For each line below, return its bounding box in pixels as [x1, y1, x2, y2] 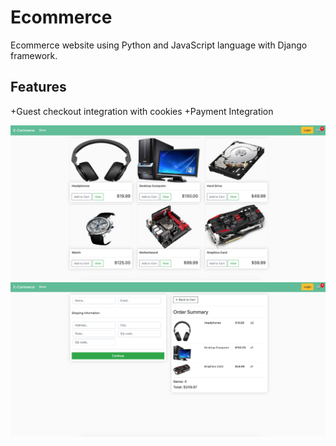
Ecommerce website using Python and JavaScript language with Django [10, 39, 308, 51]
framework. [10, 49, 58, 61]
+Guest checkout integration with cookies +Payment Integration [10, 105, 274, 117]
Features [10, 79, 67, 96]
